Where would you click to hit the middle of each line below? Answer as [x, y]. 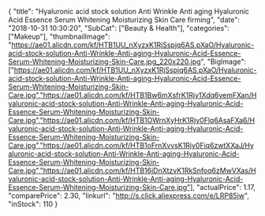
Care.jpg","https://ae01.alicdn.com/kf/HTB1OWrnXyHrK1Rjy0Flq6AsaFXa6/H [131, 120]
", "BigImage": [224, 61]
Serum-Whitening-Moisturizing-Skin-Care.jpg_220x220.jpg [105, 61]
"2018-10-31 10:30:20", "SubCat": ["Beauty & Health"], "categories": [119, 28]
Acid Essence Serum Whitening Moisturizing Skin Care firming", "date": [124, 20]
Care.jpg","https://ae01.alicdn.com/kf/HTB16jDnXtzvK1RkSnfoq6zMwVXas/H [132, 170]
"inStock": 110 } [33, 204]
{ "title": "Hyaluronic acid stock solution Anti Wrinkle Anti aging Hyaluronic [129, 11]
